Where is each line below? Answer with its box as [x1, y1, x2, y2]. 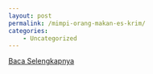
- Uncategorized [23, 34, 78, 43]
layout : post [8, 11, 52, 20]
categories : [8, 27, 48, 35]
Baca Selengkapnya [8, 56, 75, 66]
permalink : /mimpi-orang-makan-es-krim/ [8, 19, 147, 27]
